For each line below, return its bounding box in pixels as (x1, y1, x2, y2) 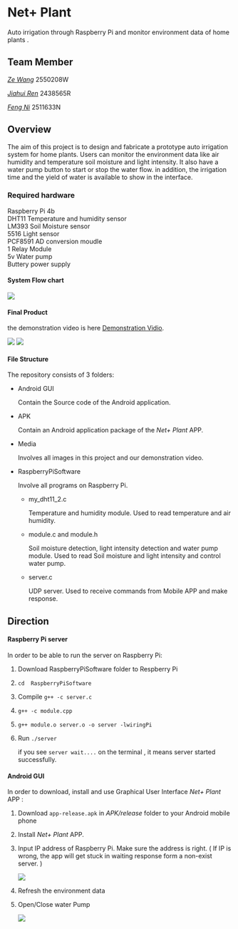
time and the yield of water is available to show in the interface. (7, 173, 193, 181)
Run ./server (17, 734, 57, 743)
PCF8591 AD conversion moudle (7, 237, 103, 245)
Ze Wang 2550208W (7, 75, 69, 83)
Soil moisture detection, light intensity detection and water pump (28, 544, 219, 553)
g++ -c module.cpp (17, 708, 73, 715)
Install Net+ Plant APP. (17, 831, 84, 839)
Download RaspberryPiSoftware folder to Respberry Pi (17, 665, 178, 674)
